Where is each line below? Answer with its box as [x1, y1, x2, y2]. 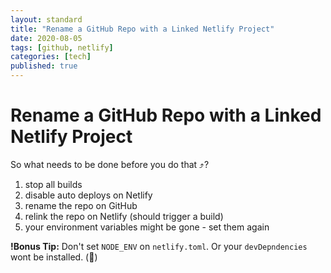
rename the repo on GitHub [24, 199, 138, 211]
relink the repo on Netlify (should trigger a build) [24, 210, 224, 222]
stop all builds [24, 178, 83, 190]
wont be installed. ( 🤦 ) [10, 251, 98, 263]
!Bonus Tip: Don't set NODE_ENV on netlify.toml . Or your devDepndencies [10, 240, 308, 252]
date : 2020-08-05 [10, 33, 83, 43]
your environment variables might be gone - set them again [24, 221, 270, 233]
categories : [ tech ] [10, 52, 92, 62]
